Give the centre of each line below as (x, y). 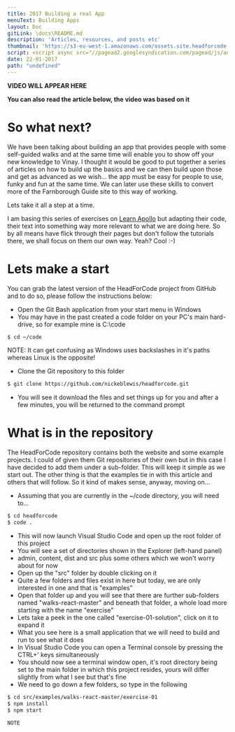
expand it (31, 625)
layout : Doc (24, 27)
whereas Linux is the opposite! (51, 358)
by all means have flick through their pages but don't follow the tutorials (111, 233)
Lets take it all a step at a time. (51, 205)
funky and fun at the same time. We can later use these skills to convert (111, 184)
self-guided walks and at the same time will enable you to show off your (111, 154)
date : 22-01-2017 (33, 59)
